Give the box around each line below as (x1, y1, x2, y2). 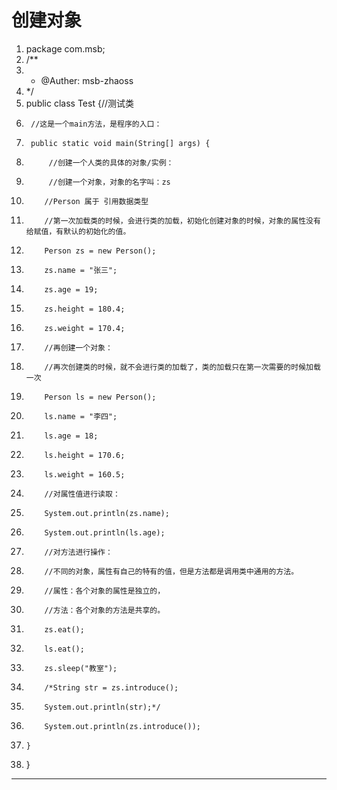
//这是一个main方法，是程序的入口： (30, 119, 163, 129)
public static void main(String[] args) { (30, 138, 211, 148)
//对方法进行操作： (44, 547, 113, 557)
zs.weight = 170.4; (44, 323, 126, 333)
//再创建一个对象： (44, 342, 113, 353)
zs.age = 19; (44, 284, 99, 295)
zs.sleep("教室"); (44, 663, 118, 673)
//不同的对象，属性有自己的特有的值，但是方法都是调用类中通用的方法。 (44, 566, 299, 576)
